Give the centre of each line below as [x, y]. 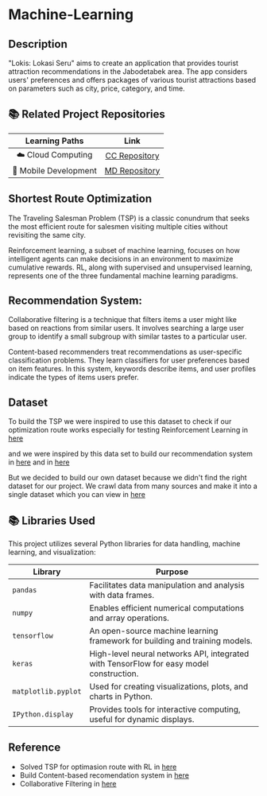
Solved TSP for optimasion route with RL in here [98, 767]
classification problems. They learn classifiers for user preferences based [129, 360]
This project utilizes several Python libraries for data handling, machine [124, 544]
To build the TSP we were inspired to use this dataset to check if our [120, 421]
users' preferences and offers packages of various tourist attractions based [132, 80]
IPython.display [43, 714]
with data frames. [122, 596]
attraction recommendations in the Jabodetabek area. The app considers [128, 72]
